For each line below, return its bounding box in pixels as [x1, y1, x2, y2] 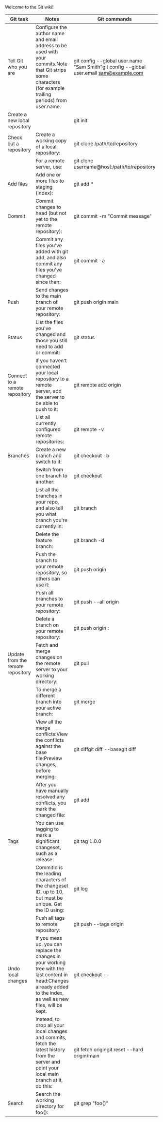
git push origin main [73, 299, 119, 305]
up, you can [35, 941, 63, 948]
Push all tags [35, 915, 65, 921]
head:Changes [35, 977, 69, 984]
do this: [35, 1083, 52, 1089]
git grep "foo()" [73, 1100, 109, 1106]
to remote [35, 921, 58, 928]
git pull [73, 660, 89, 667]
